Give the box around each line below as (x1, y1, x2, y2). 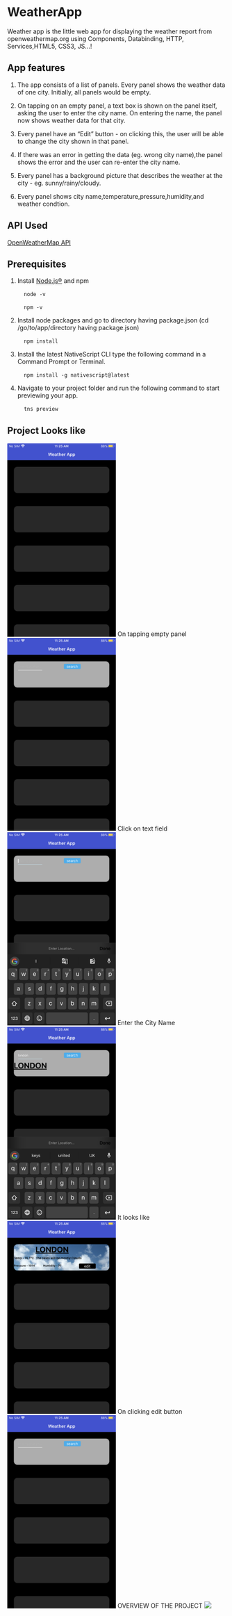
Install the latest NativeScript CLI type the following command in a (17, 350, 206, 359)
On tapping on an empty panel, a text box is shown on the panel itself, (17, 101, 217, 110)
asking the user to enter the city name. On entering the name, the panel (17, 108, 222, 117)
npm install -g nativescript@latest (24, 372, 130, 379)
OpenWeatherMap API (7, 238, 72, 247)
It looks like (117, 1213, 150, 1221)
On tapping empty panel (117, 630, 187, 638)
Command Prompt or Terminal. (17, 357, 106, 366)
